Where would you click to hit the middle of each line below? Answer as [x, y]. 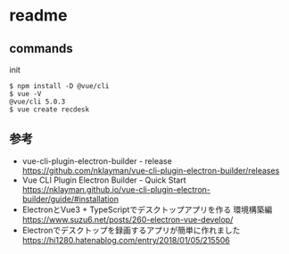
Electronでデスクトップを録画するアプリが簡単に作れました [131, 230]
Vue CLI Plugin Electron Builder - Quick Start [104, 180]
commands [41, 49]
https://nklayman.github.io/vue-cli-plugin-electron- [116, 189]
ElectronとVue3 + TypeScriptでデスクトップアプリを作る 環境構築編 [147, 209]
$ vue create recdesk [50, 110]
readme [38, 16]
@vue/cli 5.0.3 [37, 102]
